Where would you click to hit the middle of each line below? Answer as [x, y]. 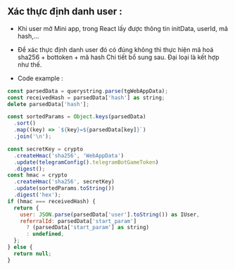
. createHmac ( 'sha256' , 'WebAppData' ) [69, 155]
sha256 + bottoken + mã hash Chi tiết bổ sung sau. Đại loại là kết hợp [118, 57]
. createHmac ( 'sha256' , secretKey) [64, 182]
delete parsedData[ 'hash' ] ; [49, 104]
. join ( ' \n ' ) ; [33, 136]
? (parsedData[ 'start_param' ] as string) [88, 228]
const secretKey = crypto [45, 149]
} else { [20, 247]
